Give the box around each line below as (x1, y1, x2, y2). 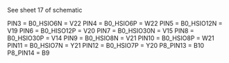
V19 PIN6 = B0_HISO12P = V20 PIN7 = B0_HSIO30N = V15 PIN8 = (7, 27, 194, 35)
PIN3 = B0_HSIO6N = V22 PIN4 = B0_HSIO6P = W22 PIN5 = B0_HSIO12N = (7, 19, 223, 27)
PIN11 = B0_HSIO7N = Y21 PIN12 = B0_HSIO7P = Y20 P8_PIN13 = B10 (7, 42, 205, 49)
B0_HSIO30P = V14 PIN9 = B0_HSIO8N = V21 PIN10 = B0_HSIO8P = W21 (7, 34, 215, 42)
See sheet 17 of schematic (7, 6, 83, 14)
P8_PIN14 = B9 (7, 48, 50, 57)
